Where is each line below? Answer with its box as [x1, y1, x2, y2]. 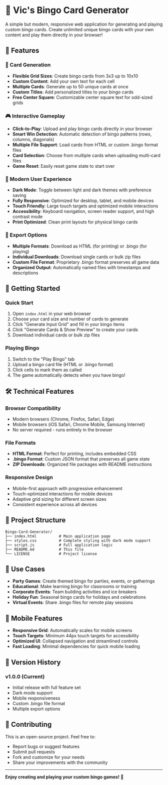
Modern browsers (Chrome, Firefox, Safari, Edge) [12, 416, 114, 422]
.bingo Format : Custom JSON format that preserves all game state [12, 456, 150, 462]
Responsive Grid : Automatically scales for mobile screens [12, 627, 132, 633]
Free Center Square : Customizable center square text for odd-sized [12, 94, 153, 100]
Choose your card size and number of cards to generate [12, 316, 128, 322]
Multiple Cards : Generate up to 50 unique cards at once [12, 83, 128, 89]
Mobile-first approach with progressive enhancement [12, 485, 122, 491]
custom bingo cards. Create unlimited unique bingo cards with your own [5, 26, 154, 32]
